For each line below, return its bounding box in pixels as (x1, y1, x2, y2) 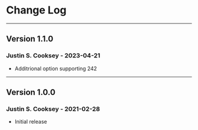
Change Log (6, 4, 67, 17)
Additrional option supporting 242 (14, 65, 97, 72)
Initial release (14, 118, 47, 125)
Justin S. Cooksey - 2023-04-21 (6, 52, 101, 60)
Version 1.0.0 (6, 87, 56, 97)
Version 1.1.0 (6, 34, 54, 44)
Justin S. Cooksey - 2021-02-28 (6, 105, 100, 113)
